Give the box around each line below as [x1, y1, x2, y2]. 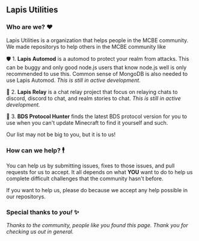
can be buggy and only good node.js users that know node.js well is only [6, 63, 187, 71]
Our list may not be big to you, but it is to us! [6, 131, 116, 138]
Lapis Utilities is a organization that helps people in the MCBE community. [6, 36, 189, 44]
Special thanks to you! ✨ [6, 208, 79, 216]
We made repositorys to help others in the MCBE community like [6, 43, 167, 50]
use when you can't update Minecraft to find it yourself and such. [6, 119, 168, 126]
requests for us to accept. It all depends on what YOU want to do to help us [6, 168, 193, 175]
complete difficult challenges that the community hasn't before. [6, 175, 164, 182]
